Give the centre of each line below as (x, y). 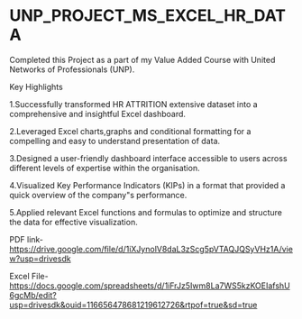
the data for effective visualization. (73, 222)
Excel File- (29, 276)
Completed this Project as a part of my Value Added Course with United (142, 59)
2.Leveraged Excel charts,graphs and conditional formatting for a (130, 131)
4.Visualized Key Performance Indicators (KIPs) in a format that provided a (147, 185)
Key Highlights (36, 87)
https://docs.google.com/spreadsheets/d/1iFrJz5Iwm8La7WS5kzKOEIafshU (150, 286)
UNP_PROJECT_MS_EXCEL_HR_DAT (148, 16)
